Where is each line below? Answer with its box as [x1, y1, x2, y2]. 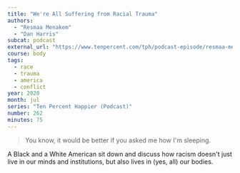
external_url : [7, 43, 50, 51]
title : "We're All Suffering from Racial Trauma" [7, 10, 159, 18]
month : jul [7, 97, 40, 104]
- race [14, 63, 34, 70]
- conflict [14, 83, 46, 90]
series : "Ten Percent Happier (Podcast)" [7, 103, 133, 110]
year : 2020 [7, 90, 40, 97]
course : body [7, 51, 46, 58]
